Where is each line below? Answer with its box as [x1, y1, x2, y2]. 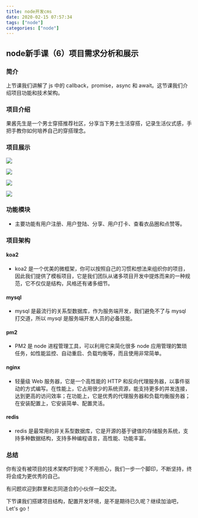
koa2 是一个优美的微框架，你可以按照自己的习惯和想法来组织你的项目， [14, 265, 189, 272]
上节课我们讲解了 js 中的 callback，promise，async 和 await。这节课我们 [6, 82, 183, 89]
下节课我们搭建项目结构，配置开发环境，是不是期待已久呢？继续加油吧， [6, 498, 181, 505]
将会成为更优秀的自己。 [6, 473, 63, 480]
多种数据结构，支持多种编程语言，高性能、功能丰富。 [19, 434, 149, 441]
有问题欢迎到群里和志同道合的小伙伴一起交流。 [6, 485, 120, 492]
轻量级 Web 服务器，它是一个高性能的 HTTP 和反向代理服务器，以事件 [14, 377, 185, 384]
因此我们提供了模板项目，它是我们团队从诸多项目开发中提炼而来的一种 [14, 272, 186, 280]
